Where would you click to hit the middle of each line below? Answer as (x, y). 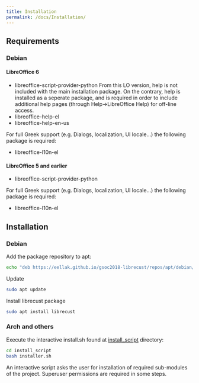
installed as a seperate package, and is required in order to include (96, 98)
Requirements (33, 41)
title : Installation (32, 12)
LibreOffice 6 (23, 72)
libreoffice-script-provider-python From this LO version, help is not (96, 85)
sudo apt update (26, 289)
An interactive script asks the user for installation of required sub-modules (97, 367)
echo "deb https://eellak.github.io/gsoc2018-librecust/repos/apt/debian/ (100, 267)
